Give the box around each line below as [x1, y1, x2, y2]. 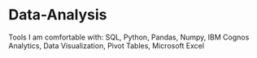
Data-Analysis [8, 6, 107, 24]
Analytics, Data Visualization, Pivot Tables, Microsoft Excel [8, 40, 205, 50]
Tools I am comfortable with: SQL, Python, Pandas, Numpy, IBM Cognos [8, 32, 250, 42]
